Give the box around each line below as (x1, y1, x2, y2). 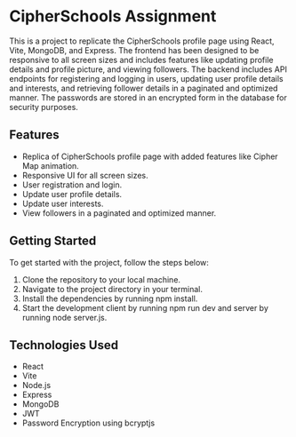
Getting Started (9, 234, 97, 249)
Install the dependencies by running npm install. (21, 293, 198, 304)
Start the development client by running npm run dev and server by (21, 302, 269, 313)
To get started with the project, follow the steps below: (9, 257, 209, 267)
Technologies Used (9, 338, 118, 353)
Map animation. (21, 160, 80, 171)
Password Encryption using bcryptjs (21, 417, 156, 428)
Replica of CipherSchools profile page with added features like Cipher (21, 151, 278, 162)
